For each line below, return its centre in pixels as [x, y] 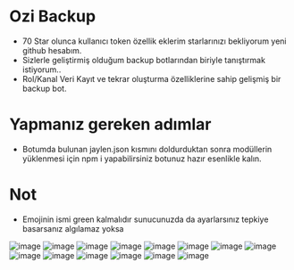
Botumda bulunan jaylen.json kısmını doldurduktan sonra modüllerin [147, 149]
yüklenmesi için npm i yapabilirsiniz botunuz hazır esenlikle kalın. [142, 159]
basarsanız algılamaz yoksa [73, 228]
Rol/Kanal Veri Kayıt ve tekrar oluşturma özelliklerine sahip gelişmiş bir [151, 78]
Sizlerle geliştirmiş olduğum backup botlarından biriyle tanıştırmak [144, 60]
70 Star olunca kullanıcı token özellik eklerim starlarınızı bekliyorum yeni [154, 41]
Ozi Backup [53, 16]
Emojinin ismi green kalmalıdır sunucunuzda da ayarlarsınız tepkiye [145, 219]
